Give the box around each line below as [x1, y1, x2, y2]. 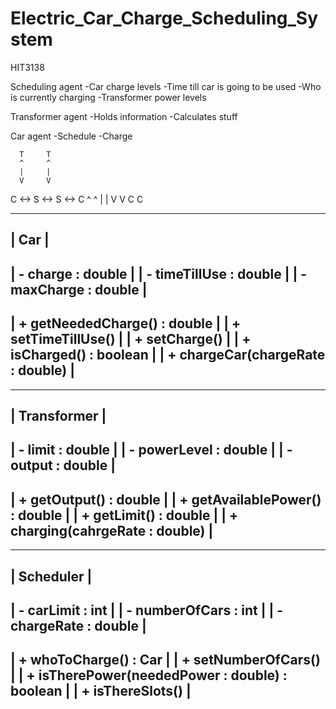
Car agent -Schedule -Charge [10, 130, 133, 142]
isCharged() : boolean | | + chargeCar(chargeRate [10, 347, 326, 364]
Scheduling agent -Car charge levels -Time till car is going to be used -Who [10, 80, 322, 92]
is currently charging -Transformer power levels [10, 91, 207, 103]
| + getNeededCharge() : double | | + [10, 315, 242, 332]
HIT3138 [10, 61, 45, 73]
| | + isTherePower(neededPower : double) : [10, 667, 288, 684]
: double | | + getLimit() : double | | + [10, 507, 239, 524]
